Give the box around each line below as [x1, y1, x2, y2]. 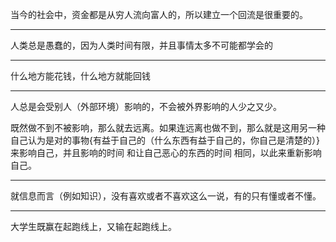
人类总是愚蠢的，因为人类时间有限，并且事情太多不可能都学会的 [10, 39, 273, 51]
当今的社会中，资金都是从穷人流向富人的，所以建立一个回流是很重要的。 [10, 9, 308, 20]
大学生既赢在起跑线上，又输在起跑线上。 [10, 221, 177, 232]
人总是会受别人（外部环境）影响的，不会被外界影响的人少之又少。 [10, 101, 282, 112]
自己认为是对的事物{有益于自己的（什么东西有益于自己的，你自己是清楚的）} [10, 134, 320, 146]
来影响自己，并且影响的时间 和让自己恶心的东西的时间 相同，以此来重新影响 [10, 147, 322, 158]
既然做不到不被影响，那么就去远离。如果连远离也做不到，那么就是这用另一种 [10, 122, 326, 133]
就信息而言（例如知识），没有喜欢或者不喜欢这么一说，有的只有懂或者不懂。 [10, 190, 322, 202]
